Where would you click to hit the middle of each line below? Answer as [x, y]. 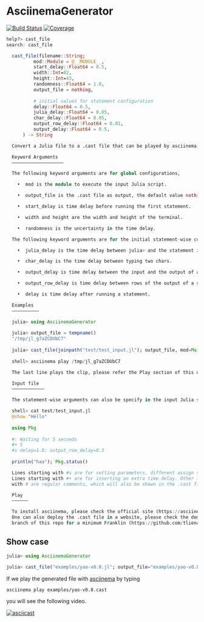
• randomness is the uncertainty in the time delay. [87, 228]
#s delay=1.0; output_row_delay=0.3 [58, 451]
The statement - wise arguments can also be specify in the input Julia [103, 400]
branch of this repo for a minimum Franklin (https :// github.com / [97, 523]
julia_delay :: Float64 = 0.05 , [72, 112]
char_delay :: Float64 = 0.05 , [70, 118]
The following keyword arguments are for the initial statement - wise [101, 239]
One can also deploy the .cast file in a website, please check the [100, 517]
